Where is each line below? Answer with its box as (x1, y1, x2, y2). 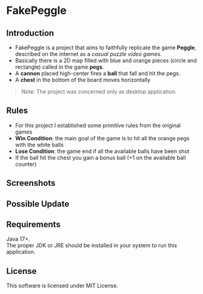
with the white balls (15, 141, 64, 148)
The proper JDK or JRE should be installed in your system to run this (6, 242, 178, 249)
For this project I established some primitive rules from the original (15, 121, 181, 129)
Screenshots (6, 178, 56, 188)
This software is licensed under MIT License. (6, 282, 118, 289)
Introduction (6, 28, 55, 38)
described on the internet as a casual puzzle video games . (15, 50, 162, 58)
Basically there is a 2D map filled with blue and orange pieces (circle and (15, 57, 197, 64)
